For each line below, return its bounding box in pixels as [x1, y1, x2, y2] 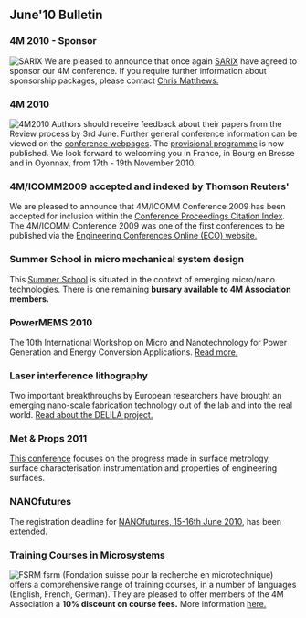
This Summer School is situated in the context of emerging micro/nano [9, 273, 276, 284]
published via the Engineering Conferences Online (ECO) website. [9, 230, 258, 241]
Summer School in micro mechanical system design [9, 253, 245, 266]
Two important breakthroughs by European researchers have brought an [9, 390, 282, 401]
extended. [9, 526, 47, 537]
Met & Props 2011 [9, 432, 88, 445]
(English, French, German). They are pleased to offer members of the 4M [9, 589, 285, 600]
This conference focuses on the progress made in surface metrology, [9, 453, 271, 464]
